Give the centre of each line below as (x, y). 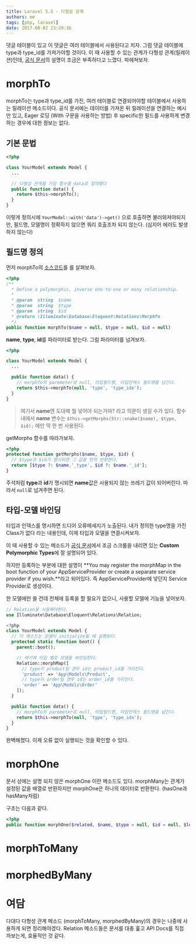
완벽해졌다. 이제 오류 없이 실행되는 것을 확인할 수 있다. (67, 740)
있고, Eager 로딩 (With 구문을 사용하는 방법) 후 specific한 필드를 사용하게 (96, 115)
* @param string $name (41, 300)
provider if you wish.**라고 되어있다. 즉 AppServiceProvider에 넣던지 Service (97, 578)
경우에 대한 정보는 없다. (43, 123)
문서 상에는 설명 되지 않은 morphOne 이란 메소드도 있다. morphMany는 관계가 (95, 781)
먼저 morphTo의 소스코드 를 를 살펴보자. (51, 267)
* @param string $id (39, 311)
